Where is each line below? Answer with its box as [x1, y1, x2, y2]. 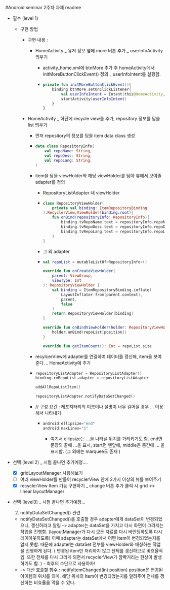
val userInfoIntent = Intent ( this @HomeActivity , [61, 91, 165, 96]
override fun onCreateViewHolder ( [42, 269, 116, 274]
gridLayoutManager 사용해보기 [20, 470, 83, 476]
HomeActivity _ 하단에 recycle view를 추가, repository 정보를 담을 [27, 116, 160, 122]
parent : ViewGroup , [52, 273, 93, 278]
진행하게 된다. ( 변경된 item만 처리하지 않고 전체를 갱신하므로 [25, 547, 146, 553]
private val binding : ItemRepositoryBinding [52, 205, 148, 211]
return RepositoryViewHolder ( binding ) [52, 311, 134, 316]
